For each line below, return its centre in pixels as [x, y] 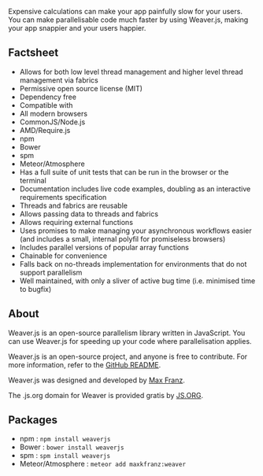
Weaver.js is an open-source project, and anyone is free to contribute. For [128, 356]
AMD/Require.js [45, 130]
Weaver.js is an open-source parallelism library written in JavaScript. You [127, 333]
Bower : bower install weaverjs [72, 447]
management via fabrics [59, 80]
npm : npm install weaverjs [65, 439]
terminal [33, 180]
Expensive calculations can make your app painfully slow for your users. [125, 11]
